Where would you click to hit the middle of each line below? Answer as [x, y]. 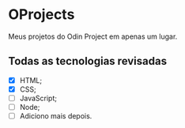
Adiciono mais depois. [56, 116]
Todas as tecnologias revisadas [88, 61]
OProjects [42, 15]
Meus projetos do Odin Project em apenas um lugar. [93, 36]
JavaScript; [38, 98]
